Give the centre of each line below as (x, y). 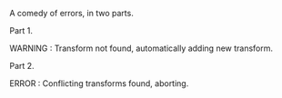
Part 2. (22, 66)
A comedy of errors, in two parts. (71, 13)
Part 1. (21, 30)
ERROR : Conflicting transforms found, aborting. (99, 83)
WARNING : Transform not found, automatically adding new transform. (141, 48)
